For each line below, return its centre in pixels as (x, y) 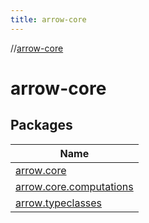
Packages (41, 125)
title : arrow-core (48, 19)
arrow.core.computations (74, 186)
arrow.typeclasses (59, 203)
